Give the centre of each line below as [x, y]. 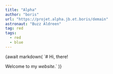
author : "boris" [22, 14]
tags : [11, 33]
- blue [16, 42]
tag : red [14, 28]
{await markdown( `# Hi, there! [37, 56]
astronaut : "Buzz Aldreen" [33, 24]
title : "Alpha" [21, 10]
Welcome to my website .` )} [33, 66]
